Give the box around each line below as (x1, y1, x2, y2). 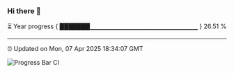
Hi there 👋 (7, 6, 42, 16)
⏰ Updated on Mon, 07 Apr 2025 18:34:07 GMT (7, 45, 143, 53)
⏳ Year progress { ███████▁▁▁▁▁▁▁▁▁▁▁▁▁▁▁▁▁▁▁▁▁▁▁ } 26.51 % (7, 22, 227, 30)
